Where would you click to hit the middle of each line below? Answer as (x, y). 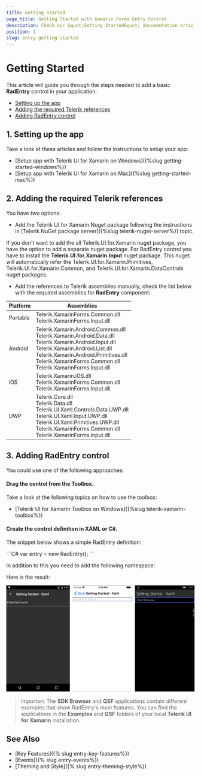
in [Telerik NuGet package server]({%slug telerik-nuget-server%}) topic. (104, 231)
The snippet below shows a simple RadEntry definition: (74, 542)
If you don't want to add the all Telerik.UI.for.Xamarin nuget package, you (96, 242)
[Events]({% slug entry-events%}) (57, 760)
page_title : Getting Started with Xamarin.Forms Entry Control (87, 19)
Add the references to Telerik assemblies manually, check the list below (103, 286)
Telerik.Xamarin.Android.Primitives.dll (81, 354)
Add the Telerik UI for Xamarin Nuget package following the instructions (103, 224)
